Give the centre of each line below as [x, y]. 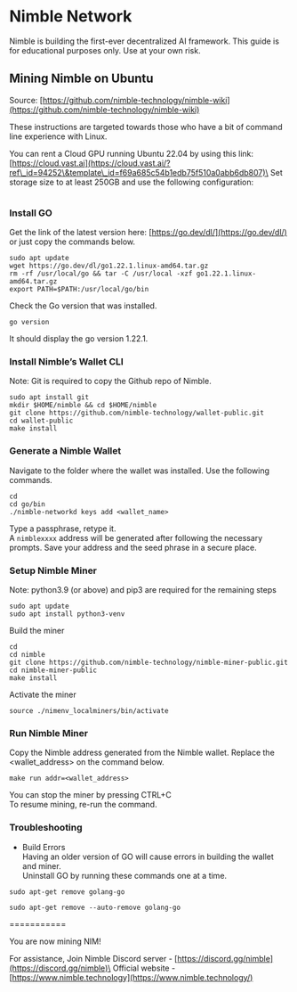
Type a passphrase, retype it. [63, 529]
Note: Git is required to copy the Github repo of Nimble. [110, 381]
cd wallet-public [41, 421]
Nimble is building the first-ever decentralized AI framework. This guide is [144, 41]
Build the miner [37, 630]
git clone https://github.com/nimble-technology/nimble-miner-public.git [149, 662]
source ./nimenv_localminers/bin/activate [89, 710]
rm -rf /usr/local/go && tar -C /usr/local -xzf [101, 274]
